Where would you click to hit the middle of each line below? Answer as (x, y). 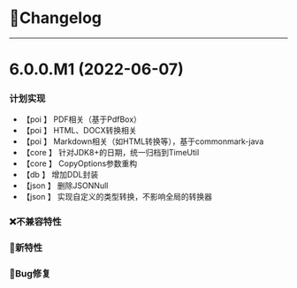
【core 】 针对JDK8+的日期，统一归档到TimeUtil (110, 153)
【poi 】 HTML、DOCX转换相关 (79, 131)
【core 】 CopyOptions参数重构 (80, 163)
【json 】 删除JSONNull (65, 186)
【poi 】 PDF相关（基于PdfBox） (81, 119)
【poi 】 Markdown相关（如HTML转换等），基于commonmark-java (143, 141)
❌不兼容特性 (35, 222)
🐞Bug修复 (30, 274)
